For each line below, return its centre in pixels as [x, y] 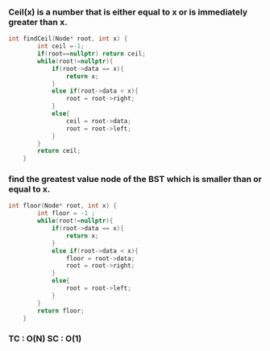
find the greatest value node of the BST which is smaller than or [135, 180]
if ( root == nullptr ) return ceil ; [92, 54]
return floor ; [61, 311]
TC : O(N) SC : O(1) [45, 339]
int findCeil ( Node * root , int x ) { [68, 39]
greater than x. [38, 22]
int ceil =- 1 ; [61, 47]
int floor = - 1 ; [66, 213]
